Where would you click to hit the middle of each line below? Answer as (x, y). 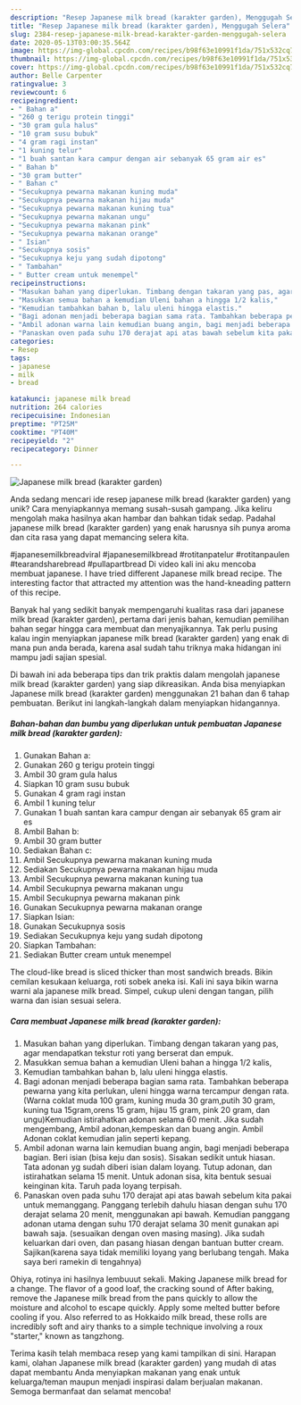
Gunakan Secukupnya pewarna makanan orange (113, 907)
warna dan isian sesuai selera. (66, 1000)
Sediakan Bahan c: (57, 850)
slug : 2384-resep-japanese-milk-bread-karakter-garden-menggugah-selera (148, 34)
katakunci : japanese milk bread (70, 399)
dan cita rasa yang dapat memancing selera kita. (100, 538)
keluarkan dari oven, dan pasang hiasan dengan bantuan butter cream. (153, 1243)
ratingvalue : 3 (38, 84)
